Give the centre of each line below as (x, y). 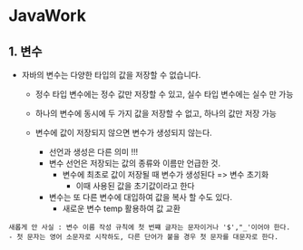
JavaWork (48, 16)
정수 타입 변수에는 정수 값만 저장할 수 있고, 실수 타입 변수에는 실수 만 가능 (164, 94)
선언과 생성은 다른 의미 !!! (93, 152)
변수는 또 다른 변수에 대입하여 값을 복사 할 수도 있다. (141, 197)
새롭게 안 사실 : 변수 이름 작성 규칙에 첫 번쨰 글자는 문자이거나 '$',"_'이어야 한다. (150, 227)
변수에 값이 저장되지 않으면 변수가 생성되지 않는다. (123, 133)
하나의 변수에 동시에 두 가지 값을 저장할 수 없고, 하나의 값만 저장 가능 (156, 113)
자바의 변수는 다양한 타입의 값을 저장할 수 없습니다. (111, 75)
